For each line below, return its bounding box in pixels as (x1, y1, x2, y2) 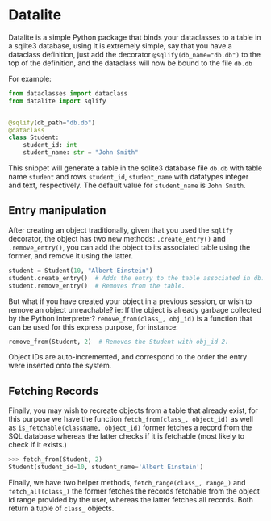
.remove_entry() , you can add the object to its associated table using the (8, 242, 251, 252)
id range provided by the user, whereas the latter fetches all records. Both (8, 494, 254, 504)
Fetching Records (8, 384, 99, 397)
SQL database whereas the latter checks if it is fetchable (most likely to (8, 431, 244, 441)
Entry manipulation (8, 204, 106, 217)
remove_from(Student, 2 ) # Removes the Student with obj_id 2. (8, 338, 229, 346)
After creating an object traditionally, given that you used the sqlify (8, 225, 234, 235)
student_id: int (23, 141, 78, 149)
